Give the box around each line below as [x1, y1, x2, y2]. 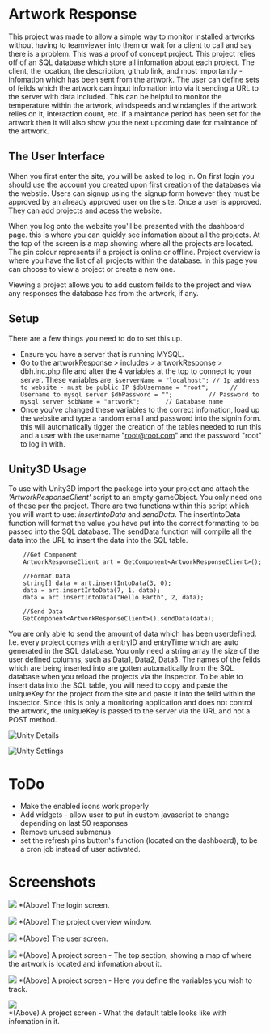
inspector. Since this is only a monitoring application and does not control [8, 697, 253, 708]
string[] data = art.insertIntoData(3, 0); [23, 579, 172, 587]
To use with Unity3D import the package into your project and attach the [8, 484, 250, 493]
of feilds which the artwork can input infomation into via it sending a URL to [8, 83, 259, 93]
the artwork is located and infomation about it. [8, 959, 162, 969]
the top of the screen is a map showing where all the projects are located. [8, 238, 254, 248]
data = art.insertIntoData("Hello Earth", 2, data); [23, 594, 205, 602]
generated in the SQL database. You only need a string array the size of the [8, 646, 259, 656]
